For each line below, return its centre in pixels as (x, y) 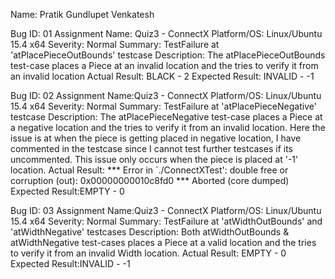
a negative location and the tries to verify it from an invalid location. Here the (168, 127)
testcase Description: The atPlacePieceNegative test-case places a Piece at (166, 117)
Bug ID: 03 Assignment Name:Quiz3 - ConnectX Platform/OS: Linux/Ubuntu (166, 210)
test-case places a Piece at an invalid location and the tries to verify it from (164, 65)
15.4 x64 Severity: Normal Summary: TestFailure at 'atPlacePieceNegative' (163, 106)
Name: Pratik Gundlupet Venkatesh (82, 14)
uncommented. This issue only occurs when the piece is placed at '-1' (154, 159)
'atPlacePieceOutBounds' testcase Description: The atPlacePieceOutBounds (168, 55)
